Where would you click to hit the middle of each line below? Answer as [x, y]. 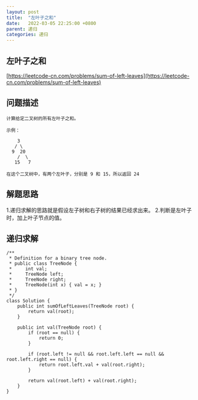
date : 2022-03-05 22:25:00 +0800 [51, 23]
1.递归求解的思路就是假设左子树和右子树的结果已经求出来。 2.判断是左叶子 [99, 210]
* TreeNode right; [38, 280]
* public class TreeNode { [43, 264]
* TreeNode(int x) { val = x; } [55, 285]
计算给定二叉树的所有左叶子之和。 [43, 118]
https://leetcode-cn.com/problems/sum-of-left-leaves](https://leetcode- [99, 75]
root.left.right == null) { [42, 360]
